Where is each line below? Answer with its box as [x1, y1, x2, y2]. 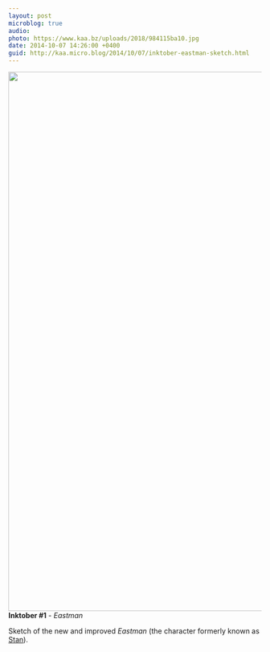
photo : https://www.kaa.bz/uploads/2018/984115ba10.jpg [8, 34, 199, 43]
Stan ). [8, 635, 28, 644]
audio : [8, 27, 31, 35]
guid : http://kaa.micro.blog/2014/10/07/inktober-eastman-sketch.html [8, 49, 250, 57]
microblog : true [8, 19, 63, 27]
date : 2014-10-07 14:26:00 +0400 [8, 42, 121, 50]
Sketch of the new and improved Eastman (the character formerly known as [8, 626, 260, 636]
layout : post [8, 11, 52, 20]
